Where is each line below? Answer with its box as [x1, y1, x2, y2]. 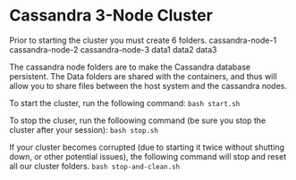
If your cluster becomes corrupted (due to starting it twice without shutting [9, 142, 284, 152]
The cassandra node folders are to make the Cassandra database [9, 61, 251, 72]
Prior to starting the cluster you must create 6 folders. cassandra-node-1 [9, 35, 277, 45]
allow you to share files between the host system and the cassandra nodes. [9, 80, 288, 91]
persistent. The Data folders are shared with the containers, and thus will [9, 70, 277, 81]
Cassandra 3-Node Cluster [9, 5, 213, 26]
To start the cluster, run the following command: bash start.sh [9, 97, 241, 108]
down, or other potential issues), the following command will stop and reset [9, 151, 287, 161]
